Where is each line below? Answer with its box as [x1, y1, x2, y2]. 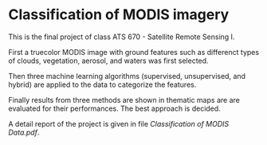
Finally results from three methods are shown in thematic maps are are [8, 95, 241, 104]
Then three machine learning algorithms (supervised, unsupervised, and [8, 71, 245, 80]
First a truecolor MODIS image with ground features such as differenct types [8, 47, 260, 57]
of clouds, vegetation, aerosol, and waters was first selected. [8, 56, 209, 65]
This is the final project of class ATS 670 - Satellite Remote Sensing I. [8, 32, 235, 41]
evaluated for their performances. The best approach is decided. [8, 104, 221, 113]
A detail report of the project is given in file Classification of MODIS [8, 119, 230, 128]
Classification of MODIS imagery [8, 6, 230, 24]
